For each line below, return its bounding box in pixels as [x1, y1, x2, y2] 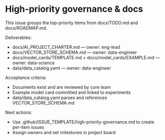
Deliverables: [5, 35, 32, 40]
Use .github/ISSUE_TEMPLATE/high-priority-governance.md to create [12, 119, 155, 125]
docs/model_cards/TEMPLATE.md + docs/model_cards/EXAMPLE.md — [12, 54, 160, 60]
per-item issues [12, 124, 44, 130]
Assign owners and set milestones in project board [12, 129, 116, 135]
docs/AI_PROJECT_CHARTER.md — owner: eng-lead [12, 44, 120, 50]
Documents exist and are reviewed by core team [12, 84, 111, 90]
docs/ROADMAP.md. [5, 25, 48, 31]
